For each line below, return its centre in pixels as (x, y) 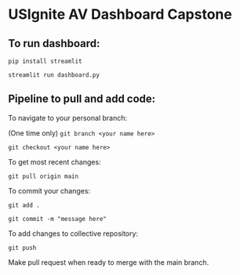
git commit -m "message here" (58, 219)
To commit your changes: (49, 190)
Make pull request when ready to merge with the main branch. (109, 262)
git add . (24, 205)
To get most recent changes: (55, 161)
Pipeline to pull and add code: (82, 99)
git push (22, 248)
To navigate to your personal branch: (68, 118)
